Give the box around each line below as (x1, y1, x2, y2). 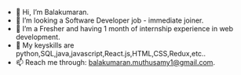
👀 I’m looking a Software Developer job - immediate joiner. (15, 16, 204, 25)
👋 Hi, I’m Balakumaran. (15, 8, 89, 16)
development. (15, 32, 60, 41)
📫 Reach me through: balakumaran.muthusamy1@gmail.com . (15, 58, 216, 66)
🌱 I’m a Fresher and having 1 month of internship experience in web (15, 24, 234, 33)
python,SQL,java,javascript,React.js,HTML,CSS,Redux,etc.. (15, 49, 206, 58)
